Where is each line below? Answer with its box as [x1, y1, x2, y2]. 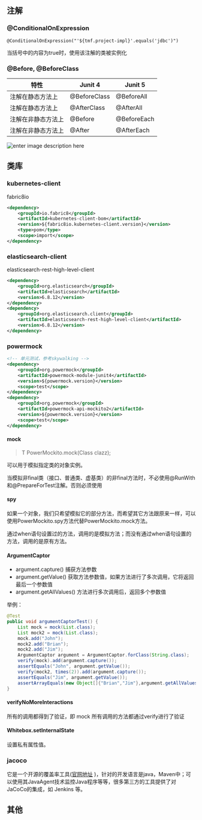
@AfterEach [115, 125, 150, 134]
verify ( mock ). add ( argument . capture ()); [17, 658, 117, 664]
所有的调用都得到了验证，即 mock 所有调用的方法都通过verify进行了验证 [7, 713, 185, 720]
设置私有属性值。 [7, 741, 49, 748]
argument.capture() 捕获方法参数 [15, 566, 97, 573]
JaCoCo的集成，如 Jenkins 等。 [7, 786, 86, 793]
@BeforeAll [115, 92, 147, 100]
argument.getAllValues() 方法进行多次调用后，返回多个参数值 [15, 588, 167, 595]
